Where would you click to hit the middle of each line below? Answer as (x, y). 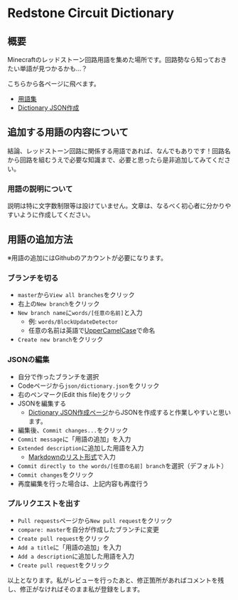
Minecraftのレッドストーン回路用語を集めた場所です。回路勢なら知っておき (117, 60)
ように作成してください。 (57, 214)
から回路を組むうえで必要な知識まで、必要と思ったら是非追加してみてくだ (116, 160)
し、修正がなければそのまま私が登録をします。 (76, 589)
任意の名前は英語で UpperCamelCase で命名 (92, 331)
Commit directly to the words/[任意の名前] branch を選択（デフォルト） (123, 465)
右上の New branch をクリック (59, 304)
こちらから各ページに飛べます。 (54, 84)
